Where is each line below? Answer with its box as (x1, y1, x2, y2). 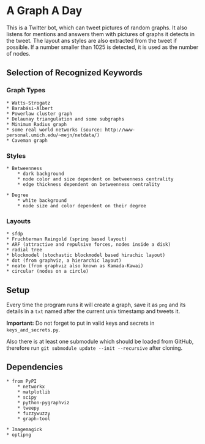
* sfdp (6, 231, 23, 237)
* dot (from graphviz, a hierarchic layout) (6, 257, 122, 264)
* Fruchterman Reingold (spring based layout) (6, 236, 127, 242)
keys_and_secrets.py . (6, 326, 61, 333)
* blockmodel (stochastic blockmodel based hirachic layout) (6, 252, 166, 259)
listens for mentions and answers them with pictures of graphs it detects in (6, 30, 195, 37)
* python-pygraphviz (17, 399, 70, 405)
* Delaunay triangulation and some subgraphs (6, 116, 124, 122)
